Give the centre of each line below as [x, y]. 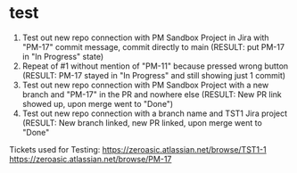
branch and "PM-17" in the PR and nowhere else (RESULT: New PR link [152, 94]
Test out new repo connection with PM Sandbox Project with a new [145, 85]
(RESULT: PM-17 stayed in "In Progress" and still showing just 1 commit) [154, 75]
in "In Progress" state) [63, 56]
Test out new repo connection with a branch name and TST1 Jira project [155, 113]
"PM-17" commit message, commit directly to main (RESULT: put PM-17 [153, 46]
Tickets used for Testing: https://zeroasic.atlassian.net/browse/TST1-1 [138, 149]
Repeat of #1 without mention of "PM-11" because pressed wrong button [155, 66]
